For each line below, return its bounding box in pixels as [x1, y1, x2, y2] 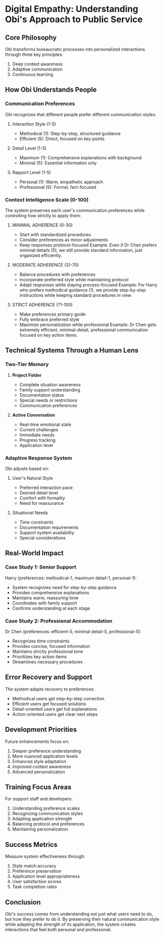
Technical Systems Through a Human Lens [5, 346, 139, 355]
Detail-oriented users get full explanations [12, 706, 97, 712]
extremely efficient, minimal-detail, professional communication [19, 327, 148, 333]
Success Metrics [5, 840, 58, 849]
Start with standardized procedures [19, 231, 92, 237]
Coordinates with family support [12, 600, 77, 606]
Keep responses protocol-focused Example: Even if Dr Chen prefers [19, 242, 157, 248]
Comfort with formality [19, 495, 65, 501]
